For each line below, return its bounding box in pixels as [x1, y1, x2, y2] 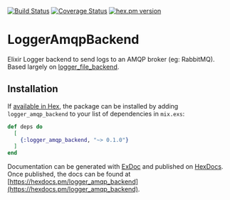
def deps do [7, 123, 43, 130]
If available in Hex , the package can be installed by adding [7, 101, 179, 110]
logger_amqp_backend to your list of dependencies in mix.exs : [7, 109, 185, 118]
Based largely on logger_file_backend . [7, 62, 120, 71]
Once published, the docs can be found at [7, 170, 131, 179]
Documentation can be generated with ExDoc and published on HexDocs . [7, 162, 224, 171]
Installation [7, 83, 58, 95]
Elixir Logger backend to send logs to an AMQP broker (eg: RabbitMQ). [7, 55, 215, 63]
